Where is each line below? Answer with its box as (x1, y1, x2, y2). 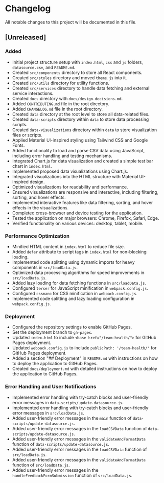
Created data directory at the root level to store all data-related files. (12, 111, 150, 117)
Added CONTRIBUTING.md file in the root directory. (12, 101, 110, 107)
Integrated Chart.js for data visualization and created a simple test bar (12, 158, 153, 164)
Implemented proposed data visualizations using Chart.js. (12, 168, 128, 174)
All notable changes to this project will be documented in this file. (5, 19, 137, 25)
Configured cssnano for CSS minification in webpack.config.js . (12, 290, 138, 296)
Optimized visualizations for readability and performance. (12, 184, 128, 190)
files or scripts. (12, 132, 43, 138)
